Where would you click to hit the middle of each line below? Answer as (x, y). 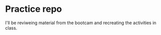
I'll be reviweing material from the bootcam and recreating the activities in (81, 23)
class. (11, 28)
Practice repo (34, 9)
